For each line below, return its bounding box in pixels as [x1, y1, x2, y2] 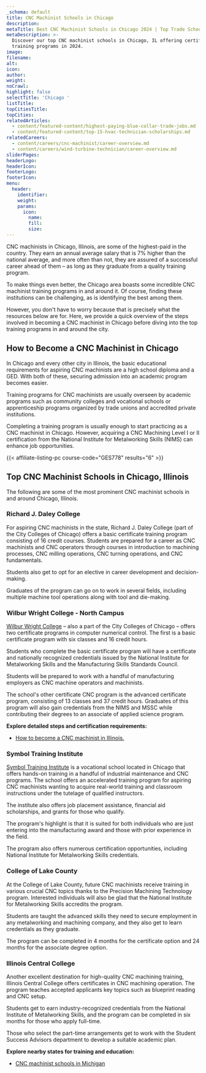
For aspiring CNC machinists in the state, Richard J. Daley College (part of [6, 523, 193, 531]
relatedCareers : [6, 135, 48, 141]
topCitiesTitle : [6, 106, 48, 112]
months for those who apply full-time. [6, 1017, 102, 1024]
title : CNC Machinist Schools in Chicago [6, 15, 114, 21]
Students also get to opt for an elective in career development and [6, 568, 174, 576]
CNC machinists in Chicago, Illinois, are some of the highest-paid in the [6, 243, 186, 250]
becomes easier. [6, 379, 48, 386]
